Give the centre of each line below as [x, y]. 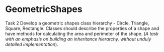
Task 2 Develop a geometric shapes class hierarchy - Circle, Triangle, [77, 23]
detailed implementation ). [32, 44]
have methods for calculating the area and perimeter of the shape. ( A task [82, 33]
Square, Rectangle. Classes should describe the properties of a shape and [82, 28]
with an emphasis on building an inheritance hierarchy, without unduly [78, 39]
